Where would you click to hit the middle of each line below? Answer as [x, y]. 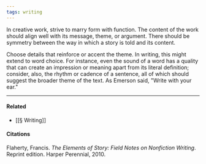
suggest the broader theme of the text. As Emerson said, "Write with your [99, 80]
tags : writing [25, 12]
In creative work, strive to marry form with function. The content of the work [103, 29]
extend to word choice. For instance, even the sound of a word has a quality [102, 61]
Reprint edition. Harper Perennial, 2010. [56, 154]
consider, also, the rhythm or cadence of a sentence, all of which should [97, 73]
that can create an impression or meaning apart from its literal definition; [98, 67]
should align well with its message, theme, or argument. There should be [98, 36]
